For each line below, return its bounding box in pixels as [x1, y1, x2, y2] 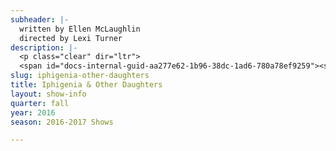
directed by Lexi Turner [19, 33, 123, 43]
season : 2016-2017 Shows [10, 117, 114, 127]
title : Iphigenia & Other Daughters [10, 80, 163, 90]
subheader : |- [10, 14, 70, 25]
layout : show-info [10, 89, 87, 99]
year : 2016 [10, 107, 56, 118]
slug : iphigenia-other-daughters [10, 71, 150, 81]
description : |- [10, 42, 78, 53]
